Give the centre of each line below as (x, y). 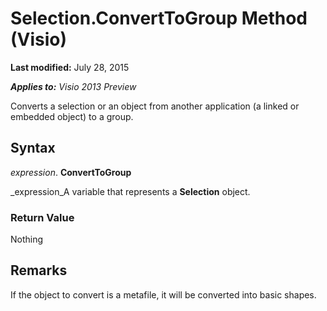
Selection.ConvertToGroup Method (159, 18)
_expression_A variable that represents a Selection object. (130, 191)
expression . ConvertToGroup (71, 172)
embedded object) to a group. (72, 116)
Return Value (42, 217)
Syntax (33, 148)
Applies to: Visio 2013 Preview (73, 86)
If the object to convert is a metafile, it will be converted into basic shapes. (163, 294)
